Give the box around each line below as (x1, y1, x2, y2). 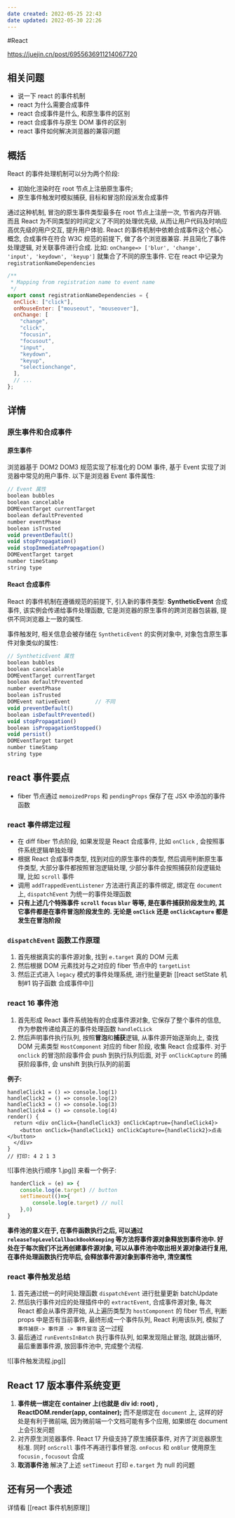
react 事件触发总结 (7, 1271, 71, 1281)
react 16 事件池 (7, 999, 58, 1008)
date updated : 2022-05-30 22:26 (7, 17, 102, 24)
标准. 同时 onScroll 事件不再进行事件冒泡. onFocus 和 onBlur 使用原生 (17, 1444, 216, 1452)
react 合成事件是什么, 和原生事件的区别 (17, 110, 130, 118)
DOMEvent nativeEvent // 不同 (7, 699, 116, 706)
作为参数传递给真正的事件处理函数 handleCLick (17, 1024, 153, 1033)
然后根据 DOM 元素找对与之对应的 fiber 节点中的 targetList (17, 961, 191, 970)
